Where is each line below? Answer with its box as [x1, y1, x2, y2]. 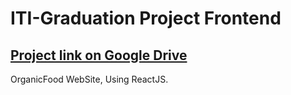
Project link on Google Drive [10, 47, 188, 64]
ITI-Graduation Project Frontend [10, 7, 282, 30]
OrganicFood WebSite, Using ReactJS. [10, 73, 169, 85]
